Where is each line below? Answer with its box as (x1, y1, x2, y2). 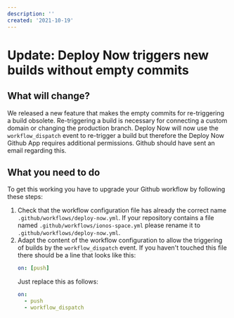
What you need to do (7, 166, 100, 178)
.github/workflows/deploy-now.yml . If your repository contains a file (17, 214, 214, 222)
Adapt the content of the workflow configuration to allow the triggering (17, 236, 223, 245)
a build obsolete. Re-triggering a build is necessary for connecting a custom (7, 116, 228, 125)
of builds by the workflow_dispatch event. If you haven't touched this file (17, 243, 227, 252)
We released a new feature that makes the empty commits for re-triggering (7, 108, 225, 117)
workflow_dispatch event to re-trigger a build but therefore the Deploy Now (7, 131, 225, 139)
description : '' (7, 10, 55, 18)
